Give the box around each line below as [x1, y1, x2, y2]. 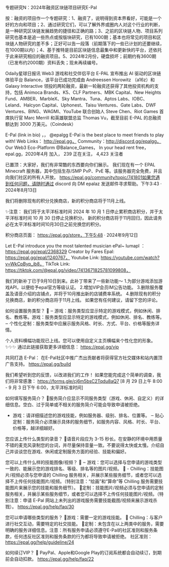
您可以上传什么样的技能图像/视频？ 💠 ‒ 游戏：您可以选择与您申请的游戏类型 [5, 459, 162, 465]
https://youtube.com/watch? [100, 255, 160, 260]
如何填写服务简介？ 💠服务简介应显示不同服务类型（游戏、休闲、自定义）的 [5, 395, 160, 401]
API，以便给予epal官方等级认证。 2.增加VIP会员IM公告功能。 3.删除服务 [9, 285, 159, 290]
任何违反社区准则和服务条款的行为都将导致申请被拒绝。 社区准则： [14, 534, 152, 539]
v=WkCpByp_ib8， [5, 261, 44, 267]
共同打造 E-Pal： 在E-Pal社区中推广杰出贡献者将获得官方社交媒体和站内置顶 [5, 355, 162, 361]
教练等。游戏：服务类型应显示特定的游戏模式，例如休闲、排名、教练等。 [14, 314, 164, 320]
